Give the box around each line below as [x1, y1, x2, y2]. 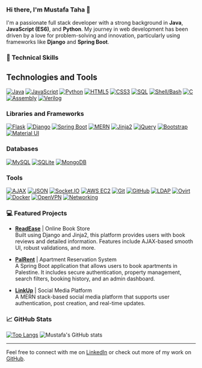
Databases [6, 145, 38, 153]
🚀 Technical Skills [6, 54, 59, 62]
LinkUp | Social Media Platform [14, 287, 92, 294]
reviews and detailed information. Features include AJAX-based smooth [14, 238, 194, 245]
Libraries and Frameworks [6, 109, 84, 118]
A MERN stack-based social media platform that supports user [14, 293, 170, 300]
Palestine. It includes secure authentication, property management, [14, 268, 182, 276]
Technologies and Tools [6, 72, 98, 82]
